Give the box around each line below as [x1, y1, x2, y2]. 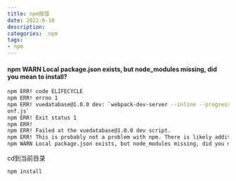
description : [7, 23, 46, 30]
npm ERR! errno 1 [7, 94, 58, 102]
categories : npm [7, 30, 58, 37]
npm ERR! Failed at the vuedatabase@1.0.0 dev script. [7, 127, 171, 135]
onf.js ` [7, 107, 30, 115]
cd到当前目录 [7, 154, 46, 163]
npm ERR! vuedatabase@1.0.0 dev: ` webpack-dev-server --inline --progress [7, 101, 231, 108]
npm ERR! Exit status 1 [7, 114, 77, 121]
